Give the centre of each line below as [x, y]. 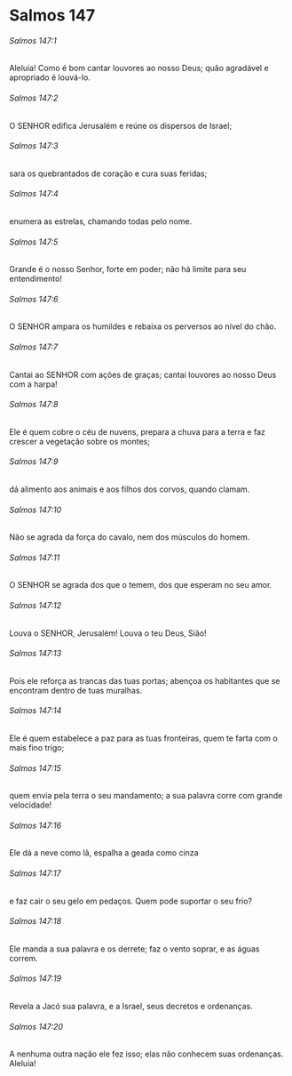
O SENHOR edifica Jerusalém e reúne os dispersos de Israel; [121, 125]
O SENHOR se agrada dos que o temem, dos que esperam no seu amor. [141, 585]
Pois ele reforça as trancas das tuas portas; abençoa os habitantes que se [145, 680]
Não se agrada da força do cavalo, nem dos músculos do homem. [130, 537]
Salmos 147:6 [34, 299]
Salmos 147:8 [34, 405]
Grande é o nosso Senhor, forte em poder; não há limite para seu [128, 269]
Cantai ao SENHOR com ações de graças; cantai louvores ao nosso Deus [143, 374]
